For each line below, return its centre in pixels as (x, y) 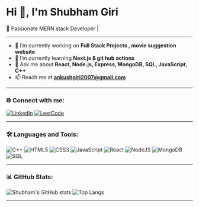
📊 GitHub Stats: (30, 177)
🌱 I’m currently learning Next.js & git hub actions (75, 58)
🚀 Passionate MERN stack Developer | (52, 28)
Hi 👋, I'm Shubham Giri (62, 12)
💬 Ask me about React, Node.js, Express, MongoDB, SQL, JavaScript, (101, 64)
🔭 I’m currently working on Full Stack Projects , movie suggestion (95, 45)
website (25, 51)
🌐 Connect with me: (36, 100)
